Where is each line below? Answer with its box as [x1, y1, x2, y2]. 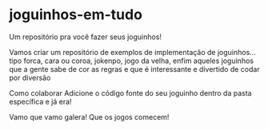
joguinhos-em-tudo [9, 6, 143, 24]
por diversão [9, 73, 51, 82]
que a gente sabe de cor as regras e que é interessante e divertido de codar [9, 64, 260, 73]
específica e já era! [9, 97, 72, 106]
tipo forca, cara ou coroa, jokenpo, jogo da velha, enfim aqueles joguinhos [9, 56, 254, 65]
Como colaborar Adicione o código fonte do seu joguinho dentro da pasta [9, 88, 252, 97]
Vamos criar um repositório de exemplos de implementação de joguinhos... [9, 47, 257, 57]
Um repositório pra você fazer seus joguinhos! [9, 32, 162, 41]
